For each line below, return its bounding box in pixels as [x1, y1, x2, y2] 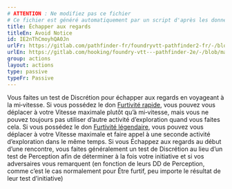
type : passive [7, 68, 48, 75]
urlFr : [7, 42, 26, 49]
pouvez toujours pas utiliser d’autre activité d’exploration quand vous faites [7, 116, 221, 124]
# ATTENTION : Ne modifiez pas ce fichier [7, 10, 131, 17]
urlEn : [7, 49, 26, 56]
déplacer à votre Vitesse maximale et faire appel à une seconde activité [7, 130, 211, 138]
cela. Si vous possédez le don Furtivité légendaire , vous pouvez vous [7, 123, 204, 132]
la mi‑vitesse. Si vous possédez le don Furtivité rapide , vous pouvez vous [7, 101, 216, 109]
